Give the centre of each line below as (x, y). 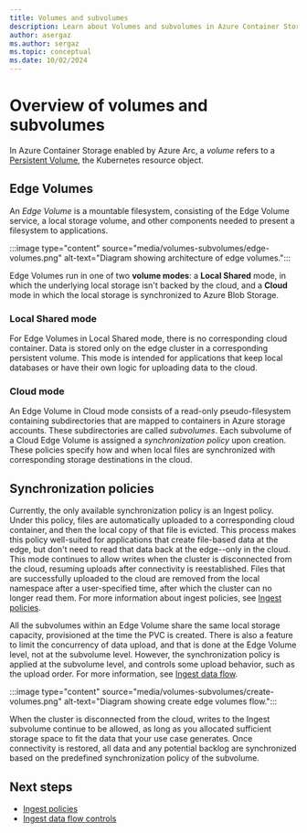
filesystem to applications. (59, 230)
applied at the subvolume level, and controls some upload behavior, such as (152, 665)
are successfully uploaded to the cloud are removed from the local (135, 579)
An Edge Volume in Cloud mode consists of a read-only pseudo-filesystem (150, 411)
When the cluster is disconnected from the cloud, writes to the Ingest (140, 720)
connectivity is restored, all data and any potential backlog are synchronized (153, 748)
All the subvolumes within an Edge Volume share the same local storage (145, 625)
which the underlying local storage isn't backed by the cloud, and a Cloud (148, 285)
